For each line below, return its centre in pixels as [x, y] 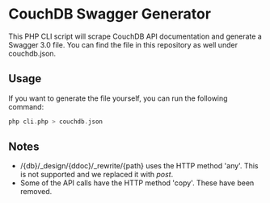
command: [26, 106]
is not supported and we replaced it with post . [97, 175]
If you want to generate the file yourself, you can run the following [118, 98]
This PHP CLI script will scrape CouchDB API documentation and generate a [135, 36]
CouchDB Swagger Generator [110, 14]
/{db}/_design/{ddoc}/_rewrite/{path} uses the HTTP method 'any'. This [139, 166]
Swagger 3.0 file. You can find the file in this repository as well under [123, 44]
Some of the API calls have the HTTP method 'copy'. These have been [137, 183]
